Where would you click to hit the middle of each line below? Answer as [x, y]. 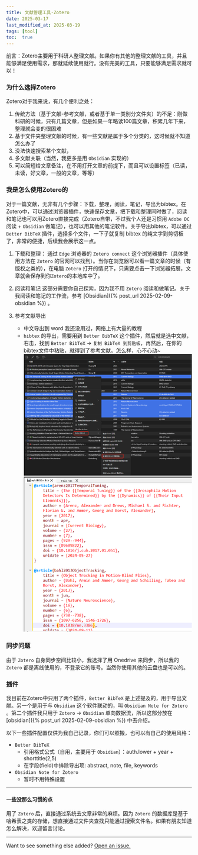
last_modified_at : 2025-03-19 [43, 25]
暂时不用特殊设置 [44, 779]
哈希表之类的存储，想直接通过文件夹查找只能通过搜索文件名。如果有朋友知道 [99, 821]
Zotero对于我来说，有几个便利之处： [50, 101]
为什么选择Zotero [31, 88]
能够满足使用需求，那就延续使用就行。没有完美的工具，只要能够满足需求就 [96, 63]
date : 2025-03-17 [27, 19]
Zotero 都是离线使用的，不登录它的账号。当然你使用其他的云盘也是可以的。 [97, 667]
